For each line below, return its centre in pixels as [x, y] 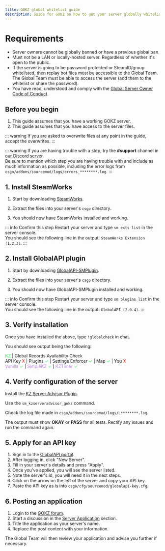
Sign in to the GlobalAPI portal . [43, 455]
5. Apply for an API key [41, 443]
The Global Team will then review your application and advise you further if [81, 538]
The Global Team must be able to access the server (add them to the [82, 78]
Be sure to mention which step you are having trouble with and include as [79, 161]
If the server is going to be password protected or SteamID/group [78, 68]
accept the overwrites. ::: [30, 141]
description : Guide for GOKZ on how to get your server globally [73, 14]
